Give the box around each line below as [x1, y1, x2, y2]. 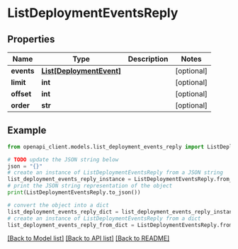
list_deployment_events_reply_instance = [7, 175, 132, 183]
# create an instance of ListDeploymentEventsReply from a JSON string [7, 169, 223, 176]
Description [127, 54, 169, 64]
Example [7, 124, 47, 137]
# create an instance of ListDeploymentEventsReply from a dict [7, 214, 201, 222]
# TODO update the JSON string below [7, 156, 119, 163]
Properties [7, 33, 55, 45]
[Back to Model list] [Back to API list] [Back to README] [7, 234, 170, 243]
